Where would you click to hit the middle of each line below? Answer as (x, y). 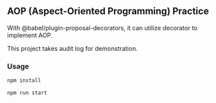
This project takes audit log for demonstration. (73, 48)
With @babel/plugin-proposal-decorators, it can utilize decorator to (102, 27)
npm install (24, 81)
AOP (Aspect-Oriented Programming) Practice (108, 11)
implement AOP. (30, 35)
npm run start (27, 93)
